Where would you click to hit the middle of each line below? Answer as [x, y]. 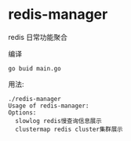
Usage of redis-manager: [49, 106]
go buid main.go [35, 68]
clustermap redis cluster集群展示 [69, 129]
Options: [22, 112]
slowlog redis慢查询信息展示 [58, 121]
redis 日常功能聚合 [38, 37]
